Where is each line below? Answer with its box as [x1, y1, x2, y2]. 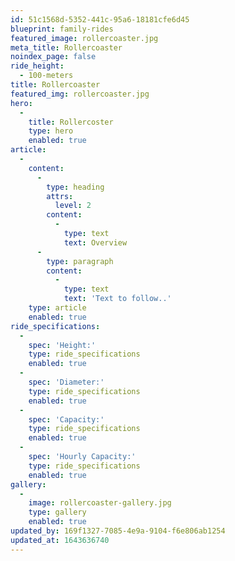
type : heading [46, 182, 105, 192]
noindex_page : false [10, 52, 97, 62]
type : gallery [28, 507, 87, 518]
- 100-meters [19, 71, 74, 81]
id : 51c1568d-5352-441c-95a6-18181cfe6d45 [10, 14, 190, 25]
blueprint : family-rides [10, 24, 114, 34]
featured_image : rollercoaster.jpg [10, 33, 159, 43]
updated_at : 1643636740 [10, 535, 110, 545]
